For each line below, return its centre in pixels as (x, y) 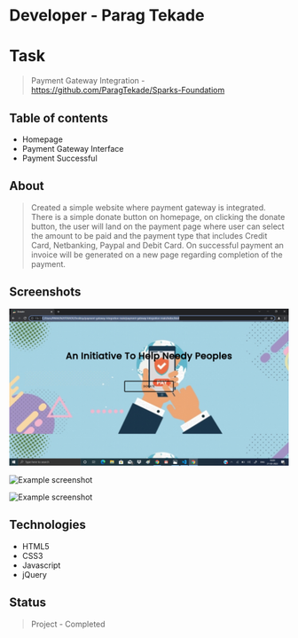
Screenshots (45, 292)
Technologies (48, 525)
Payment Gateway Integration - (88, 81)
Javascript (41, 565)
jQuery (34, 574)
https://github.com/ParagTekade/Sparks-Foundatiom (128, 91)
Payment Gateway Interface (73, 148)
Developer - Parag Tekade (107, 16)
